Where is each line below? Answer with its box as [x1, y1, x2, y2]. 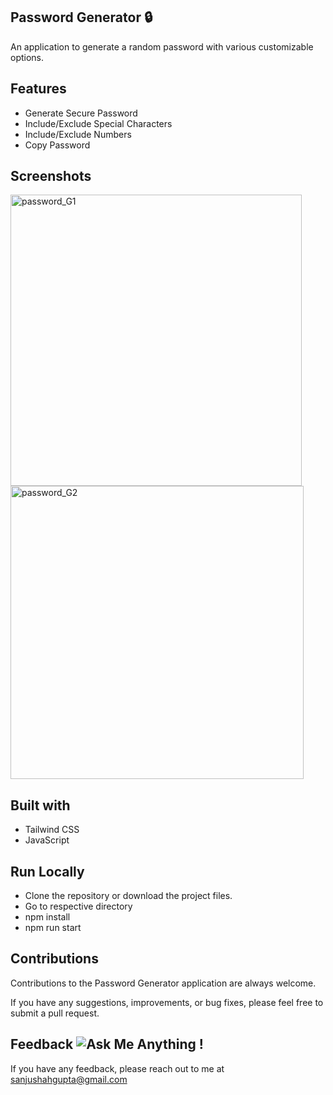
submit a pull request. [10, 1007, 100, 1019]
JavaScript [24, 834, 70, 846]
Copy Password [24, 139, 91, 151]
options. [10, 51, 45, 63]
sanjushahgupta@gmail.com [10, 1073, 128, 1085]
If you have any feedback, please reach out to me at [10, 1062, 225, 1074]
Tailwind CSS [24, 824, 80, 836]
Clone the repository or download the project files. [24, 890, 233, 902]
